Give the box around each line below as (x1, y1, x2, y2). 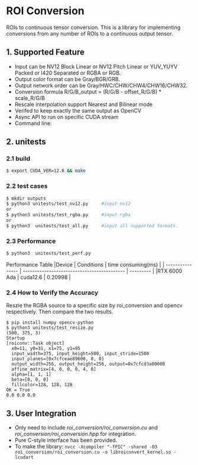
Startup (6, 335, 25, 341)
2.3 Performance (6, 237, 56, 245)
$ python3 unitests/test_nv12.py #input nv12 (6, 201, 131, 207)
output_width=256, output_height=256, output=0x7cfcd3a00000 (11, 361, 165, 367)
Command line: (14, 120, 52, 127)
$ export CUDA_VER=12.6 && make (6, 168, 86, 174)
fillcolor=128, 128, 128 (11, 382, 73, 388)
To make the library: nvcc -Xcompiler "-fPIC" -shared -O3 (14, 443, 158, 450)
